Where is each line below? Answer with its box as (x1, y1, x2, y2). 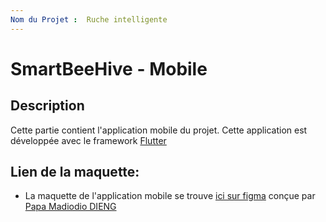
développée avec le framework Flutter (10, 134, 167, 146)
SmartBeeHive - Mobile (10, 57, 208, 80)
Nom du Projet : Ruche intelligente (10, 14, 168, 25)
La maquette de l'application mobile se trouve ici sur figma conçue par (24, 190, 316, 202)
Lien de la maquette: (10, 164, 140, 181)
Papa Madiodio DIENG (24, 201, 117, 213)
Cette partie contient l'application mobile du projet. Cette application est (10, 124, 308, 136)
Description (10, 97, 85, 115)
